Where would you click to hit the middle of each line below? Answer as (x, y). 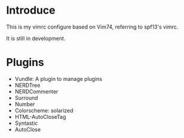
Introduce (31, 10)
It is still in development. (36, 38)
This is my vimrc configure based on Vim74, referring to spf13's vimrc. (92, 27)
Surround (26, 98)
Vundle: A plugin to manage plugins (58, 79)
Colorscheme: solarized (44, 110)
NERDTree (27, 85)
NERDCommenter (36, 91)
